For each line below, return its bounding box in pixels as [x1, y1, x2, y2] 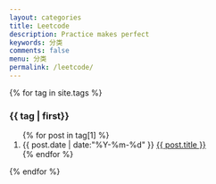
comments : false [9, 46, 70, 55]
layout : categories [9, 13, 82, 22]
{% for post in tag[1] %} [21, 130, 110, 141]
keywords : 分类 [9, 38, 63, 47]
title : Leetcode [9, 21, 70, 30]
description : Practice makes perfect [9, 29, 150, 38]
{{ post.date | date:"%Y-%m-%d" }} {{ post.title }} [21, 139, 207, 150]
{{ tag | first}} [9, 109, 70, 121]
